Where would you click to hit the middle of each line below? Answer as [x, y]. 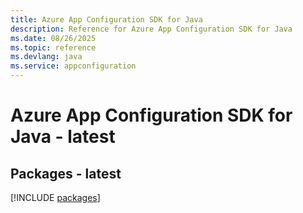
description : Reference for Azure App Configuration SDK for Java [151, 29]
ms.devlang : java [46, 57]
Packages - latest [66, 173]
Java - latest [63, 137]
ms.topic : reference [53, 47]
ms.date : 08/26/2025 [53, 38]
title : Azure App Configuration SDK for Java [106, 19]
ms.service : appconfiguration [73, 66]
